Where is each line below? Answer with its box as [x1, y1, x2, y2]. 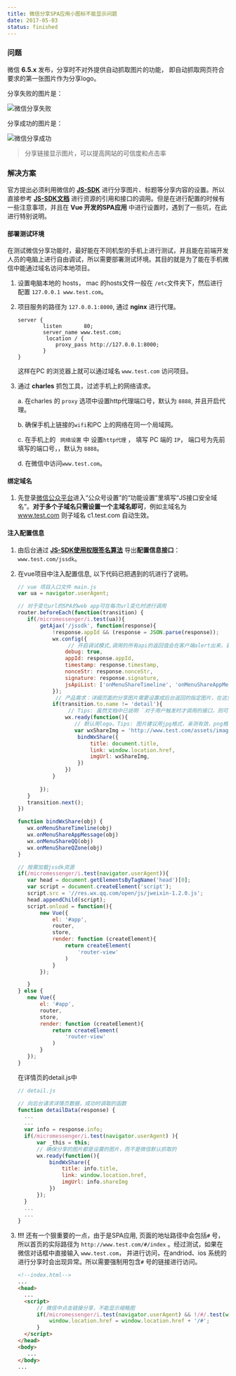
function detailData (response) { [17, 1106, 116, 1113]
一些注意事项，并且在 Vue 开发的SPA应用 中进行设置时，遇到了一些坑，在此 [7, 203, 228, 211]
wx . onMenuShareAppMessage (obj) [27, 831, 119, 838]
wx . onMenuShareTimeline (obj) [27, 825, 112, 832]
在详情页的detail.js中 [17, 1073, 77, 1081]
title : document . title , [90, 740, 160, 747]
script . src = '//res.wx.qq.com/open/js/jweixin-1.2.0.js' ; [27, 890, 204, 897]
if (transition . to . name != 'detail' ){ [52, 701, 163, 708]
